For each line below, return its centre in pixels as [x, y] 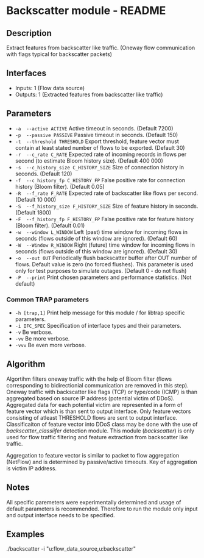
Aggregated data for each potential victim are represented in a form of [94, 404]
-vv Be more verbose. [42, 338]
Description [29, 33]
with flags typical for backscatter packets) [59, 54]
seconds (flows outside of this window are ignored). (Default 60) [96, 238]
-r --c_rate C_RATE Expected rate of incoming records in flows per [101, 154]
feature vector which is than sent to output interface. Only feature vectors [99, 411]
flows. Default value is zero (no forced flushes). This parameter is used [104, 264]
